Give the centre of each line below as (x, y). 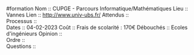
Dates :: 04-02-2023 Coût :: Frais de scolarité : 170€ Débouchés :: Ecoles (97, 27)
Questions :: (21, 46)
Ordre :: (16, 40)
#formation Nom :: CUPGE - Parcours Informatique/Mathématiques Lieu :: (97, 9)
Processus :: (22, 21)
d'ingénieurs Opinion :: (34, 34)
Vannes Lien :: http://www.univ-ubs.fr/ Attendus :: (68, 15)
